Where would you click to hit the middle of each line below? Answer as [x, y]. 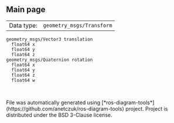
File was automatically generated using [53, 102]
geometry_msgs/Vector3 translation [50, 39]
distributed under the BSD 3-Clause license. [59, 115]
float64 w [23, 80]
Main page [26, 10]
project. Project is [146, 108]
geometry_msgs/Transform [78, 25]
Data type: [23, 25]
